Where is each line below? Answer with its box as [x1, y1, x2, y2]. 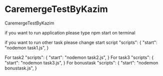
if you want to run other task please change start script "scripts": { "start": [4, 39, 157, 45]
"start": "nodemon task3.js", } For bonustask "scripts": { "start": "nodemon [4, 59, 158, 65]
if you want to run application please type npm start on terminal [4, 29, 135, 35]
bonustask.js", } [4, 65, 37, 71]
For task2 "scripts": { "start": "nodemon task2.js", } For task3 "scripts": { [4, 54, 153, 60]
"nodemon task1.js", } [4, 44, 49, 50]
